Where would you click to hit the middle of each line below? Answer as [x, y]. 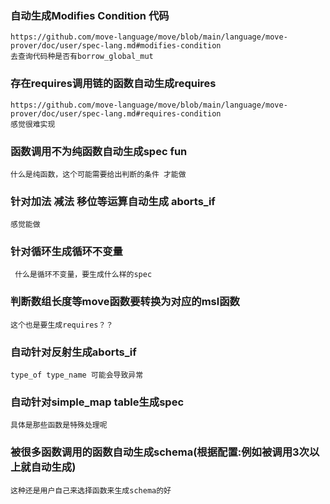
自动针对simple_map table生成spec [97, 402]
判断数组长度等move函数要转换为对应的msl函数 [125, 302]
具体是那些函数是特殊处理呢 [59, 425]
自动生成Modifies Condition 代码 [90, 15]
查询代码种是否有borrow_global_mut [85, 57]
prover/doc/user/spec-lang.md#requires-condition [116, 113]
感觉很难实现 [33, 124]
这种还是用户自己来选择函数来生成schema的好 [91, 490]
